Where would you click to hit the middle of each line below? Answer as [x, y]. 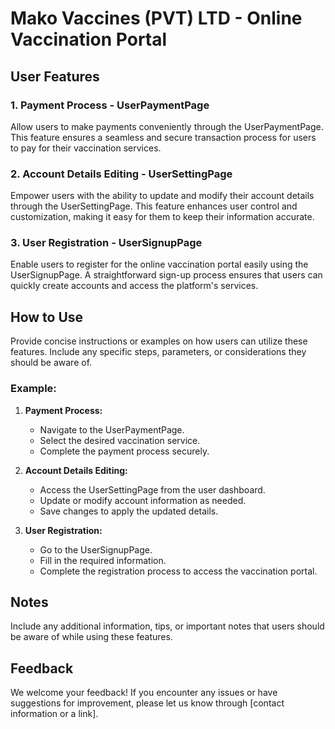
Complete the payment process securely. [124, 451]
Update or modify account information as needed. [143, 500]
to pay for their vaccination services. [86, 148]
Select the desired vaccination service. [120, 440]
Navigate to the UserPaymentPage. [112, 429]
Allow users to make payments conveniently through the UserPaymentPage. [167, 126]
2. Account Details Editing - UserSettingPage [121, 174]
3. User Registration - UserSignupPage [106, 243]
